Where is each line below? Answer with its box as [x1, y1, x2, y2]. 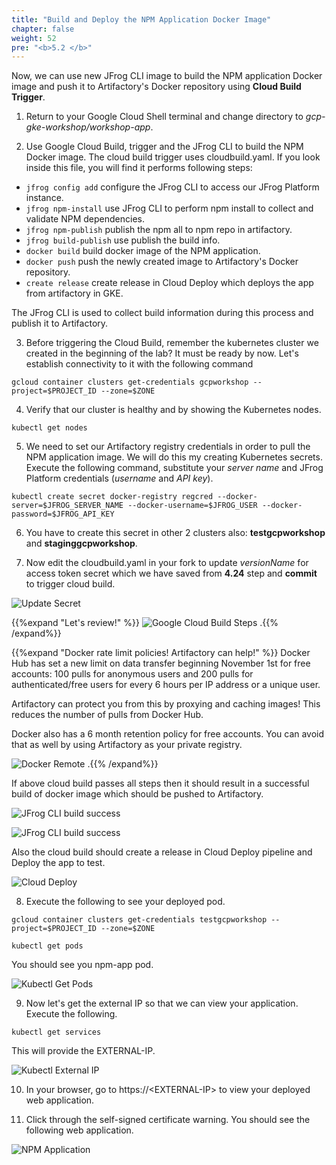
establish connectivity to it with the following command [25, 358, 254, 370]
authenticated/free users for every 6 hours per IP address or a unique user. [11, 679, 321, 691]
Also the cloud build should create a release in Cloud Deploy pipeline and [11, 846, 313, 858]
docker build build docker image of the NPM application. [25, 245, 261, 257]
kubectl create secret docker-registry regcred [11, 492, 214, 502]
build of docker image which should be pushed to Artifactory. [11, 788, 264, 800]
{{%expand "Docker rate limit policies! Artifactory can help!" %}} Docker [11, 647, 311, 659]
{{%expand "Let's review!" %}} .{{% [11, 617, 279, 629]
